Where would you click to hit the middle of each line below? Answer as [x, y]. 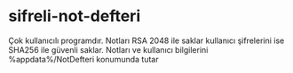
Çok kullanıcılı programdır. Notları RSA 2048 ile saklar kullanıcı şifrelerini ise [146, 40]
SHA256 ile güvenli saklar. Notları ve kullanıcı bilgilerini [108, 49]
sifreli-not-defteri [75, 16]
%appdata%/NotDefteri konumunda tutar [83, 59]
